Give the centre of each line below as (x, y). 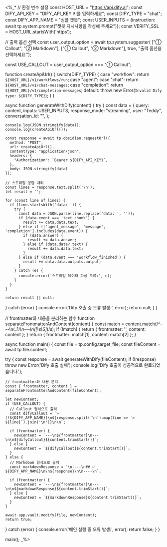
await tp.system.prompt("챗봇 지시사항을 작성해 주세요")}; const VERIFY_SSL (82, 26)
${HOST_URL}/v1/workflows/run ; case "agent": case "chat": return (72, 80)
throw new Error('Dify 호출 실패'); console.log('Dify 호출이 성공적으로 (74, 365)
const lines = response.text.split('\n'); (50, 187)
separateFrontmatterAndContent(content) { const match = (65, 324)
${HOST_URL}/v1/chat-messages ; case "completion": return (64, 85)
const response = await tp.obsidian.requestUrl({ (58, 138)
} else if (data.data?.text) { (56, 244)
